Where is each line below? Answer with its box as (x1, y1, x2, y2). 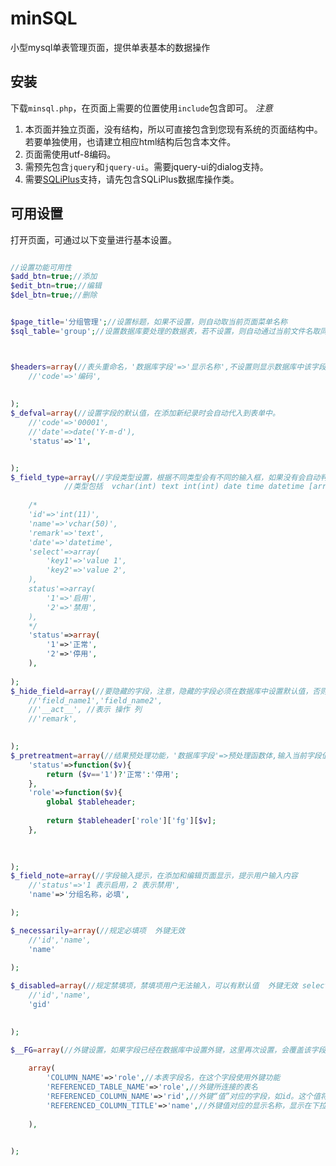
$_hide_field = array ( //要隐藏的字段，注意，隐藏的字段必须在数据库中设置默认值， (10, 686, 313, 696)
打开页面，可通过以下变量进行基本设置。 (10, 233, 177, 246)
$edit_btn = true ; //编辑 (10, 281, 102, 291)
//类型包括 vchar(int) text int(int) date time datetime (63, 482, 305, 492)
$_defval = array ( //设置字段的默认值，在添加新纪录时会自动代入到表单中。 (10, 408, 280, 419)
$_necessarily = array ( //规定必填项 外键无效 (10, 925, 185, 936)
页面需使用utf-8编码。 (24, 148, 117, 160)
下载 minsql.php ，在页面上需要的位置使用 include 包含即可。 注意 (10, 102, 273, 114)
